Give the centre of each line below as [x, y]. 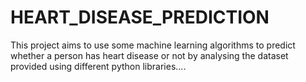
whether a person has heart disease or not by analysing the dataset [149, 55]
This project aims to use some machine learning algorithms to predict [153, 45]
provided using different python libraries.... [98, 66]
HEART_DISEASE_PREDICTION [140, 17]
